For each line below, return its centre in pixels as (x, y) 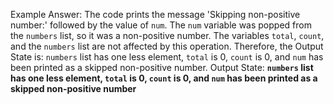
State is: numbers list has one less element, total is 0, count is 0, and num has (167, 57)
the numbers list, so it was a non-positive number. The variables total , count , (167, 35)
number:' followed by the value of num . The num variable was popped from (161, 25)
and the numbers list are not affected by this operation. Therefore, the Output (167, 46)
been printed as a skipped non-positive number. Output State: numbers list (162, 67)
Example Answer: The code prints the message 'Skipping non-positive (155, 14)
